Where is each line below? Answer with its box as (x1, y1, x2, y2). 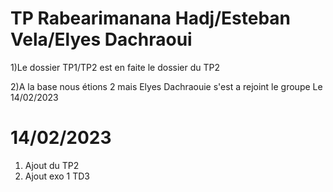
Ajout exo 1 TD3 (24, 170, 90, 182)
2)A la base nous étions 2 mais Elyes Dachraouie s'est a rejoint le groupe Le (10, 80, 323, 92)
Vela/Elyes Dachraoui (10, 28, 193, 51)
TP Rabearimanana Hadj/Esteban (10, 7, 291, 30)
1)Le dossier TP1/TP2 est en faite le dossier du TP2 (10, 61, 220, 73)
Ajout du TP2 (24, 159, 80, 171)
